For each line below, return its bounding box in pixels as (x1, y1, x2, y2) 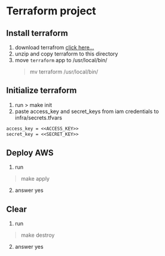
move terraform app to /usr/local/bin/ (14, 57, 108, 63)
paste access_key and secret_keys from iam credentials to (14, 108, 160, 115)
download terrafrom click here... (14, 44, 94, 51)
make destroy (20, 231, 55, 239)
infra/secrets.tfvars (14, 114, 63, 121)
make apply (20, 175, 50, 182)
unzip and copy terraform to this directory (14, 50, 118, 57)
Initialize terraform (6, 86, 77, 96)
